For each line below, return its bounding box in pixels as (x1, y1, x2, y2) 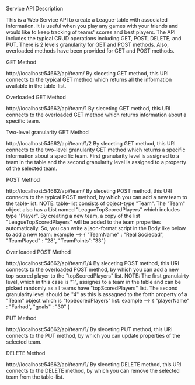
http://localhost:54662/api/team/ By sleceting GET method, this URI (6, 70, 169, 77)
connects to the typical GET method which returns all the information (6, 76, 172, 83)
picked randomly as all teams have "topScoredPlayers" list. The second (6, 285, 178, 292)
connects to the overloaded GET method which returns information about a (6, 111, 187, 118)
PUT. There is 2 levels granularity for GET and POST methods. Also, (6, 41, 169, 48)
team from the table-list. (6, 373, 64, 380)
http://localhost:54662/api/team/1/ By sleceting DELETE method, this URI (6, 361, 182, 367)
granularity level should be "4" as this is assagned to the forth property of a (6, 291, 188, 297)
